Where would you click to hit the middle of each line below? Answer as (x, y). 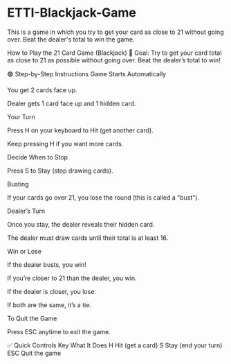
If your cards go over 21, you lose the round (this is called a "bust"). (103, 197)
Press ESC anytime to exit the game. (59, 331)
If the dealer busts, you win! (47, 264)
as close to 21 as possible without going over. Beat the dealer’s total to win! (114, 60)
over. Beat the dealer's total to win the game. (71, 39)
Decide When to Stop (37, 157)
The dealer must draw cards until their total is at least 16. (88, 238)
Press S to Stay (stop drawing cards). (60, 171)
